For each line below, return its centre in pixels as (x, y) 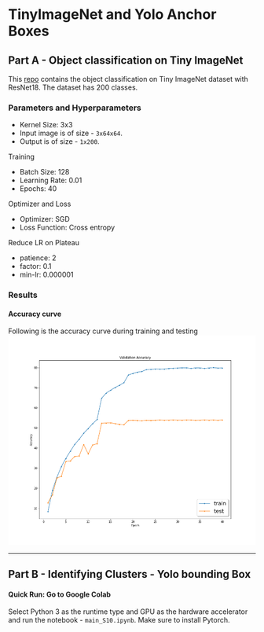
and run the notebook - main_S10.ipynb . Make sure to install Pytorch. (119, 620)
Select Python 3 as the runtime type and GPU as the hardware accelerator (128, 612)
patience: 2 (38, 258)
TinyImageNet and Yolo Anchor (112, 15)
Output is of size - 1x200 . (59, 141)
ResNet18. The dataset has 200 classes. (73, 87)
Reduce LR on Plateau (44, 243)
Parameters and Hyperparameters (75, 108)
